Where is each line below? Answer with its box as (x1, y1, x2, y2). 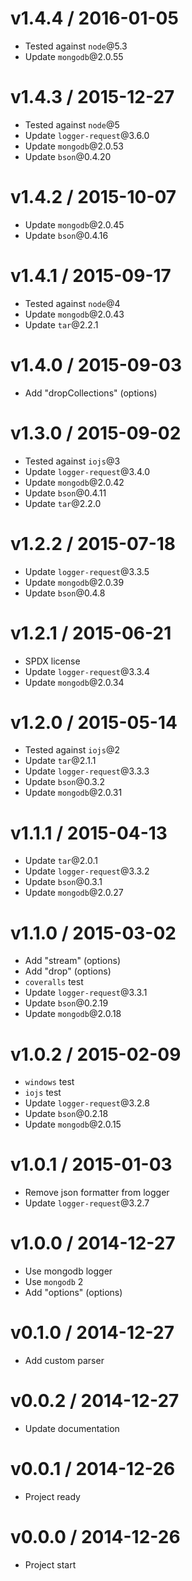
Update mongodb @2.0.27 (24, 887, 124, 899)
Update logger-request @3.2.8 (24, 1097, 150, 1109)
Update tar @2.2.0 (24, 497, 102, 509)
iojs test (24, 1087, 62, 1099)
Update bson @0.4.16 (24, 229, 109, 241)
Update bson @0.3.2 (24, 776, 105, 788)
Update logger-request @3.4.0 (24, 465, 150, 477)
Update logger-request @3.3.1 (24, 987, 148, 999)
